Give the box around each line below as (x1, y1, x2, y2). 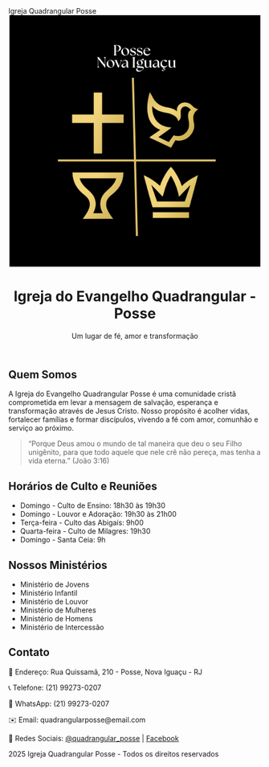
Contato (8, 645, 50, 659)
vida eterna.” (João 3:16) (27, 456, 110, 466)
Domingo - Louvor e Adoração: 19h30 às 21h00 (19, 509, 177, 519)
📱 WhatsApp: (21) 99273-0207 (8, 699, 110, 708)
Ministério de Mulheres (19, 605, 96, 615)
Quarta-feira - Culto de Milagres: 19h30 (19, 526, 151, 536)
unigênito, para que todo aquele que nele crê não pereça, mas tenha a (27, 447, 261, 457)
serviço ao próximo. (8, 423, 75, 433)
